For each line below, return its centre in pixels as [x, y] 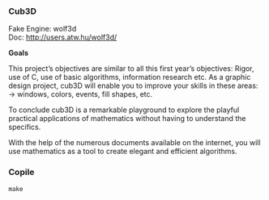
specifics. [25, 127]
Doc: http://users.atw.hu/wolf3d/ [63, 37]
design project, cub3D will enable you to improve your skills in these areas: [133, 85]
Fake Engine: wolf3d [43, 29]
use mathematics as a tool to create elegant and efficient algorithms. [123, 152]
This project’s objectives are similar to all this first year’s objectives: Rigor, [131, 69]
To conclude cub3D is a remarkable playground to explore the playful [124, 110]
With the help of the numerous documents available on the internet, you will [134, 143]
